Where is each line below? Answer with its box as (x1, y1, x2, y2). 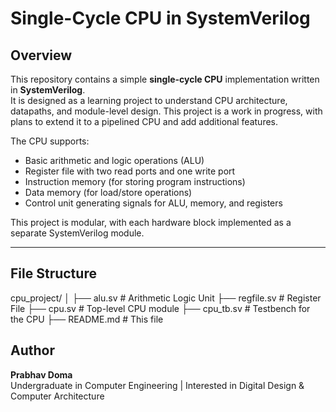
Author (10, 342, 55, 359)
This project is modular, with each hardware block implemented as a (10, 217, 292, 228)
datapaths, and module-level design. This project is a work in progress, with (10, 105, 323, 117)
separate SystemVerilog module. (10, 227, 145, 239)
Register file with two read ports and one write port (24, 165, 236, 177)
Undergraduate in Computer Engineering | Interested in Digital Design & (10, 379, 305, 391)
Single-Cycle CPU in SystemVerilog (10, 7, 311, 30)
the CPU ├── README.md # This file (10, 313, 164, 325)
